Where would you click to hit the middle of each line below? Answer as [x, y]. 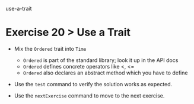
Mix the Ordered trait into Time [50, 48]
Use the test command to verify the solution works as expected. [93, 84]
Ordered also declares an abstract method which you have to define [105, 73]
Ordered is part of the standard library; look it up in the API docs [101, 60]
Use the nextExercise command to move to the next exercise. [89, 95]
